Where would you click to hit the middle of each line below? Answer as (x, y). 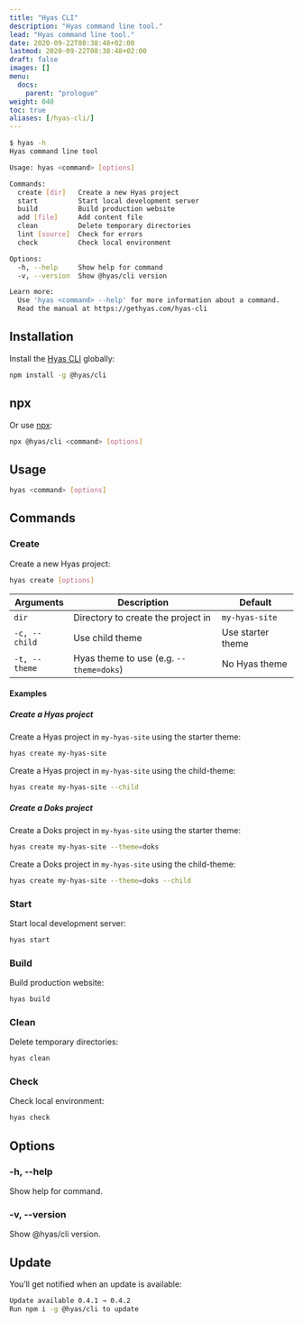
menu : (19, 77)
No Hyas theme (254, 664)
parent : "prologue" (62, 93)
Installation (41, 337)
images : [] (30, 69)
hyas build (30, 999)
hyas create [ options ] (52, 580)
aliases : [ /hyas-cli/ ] (52, 118)
